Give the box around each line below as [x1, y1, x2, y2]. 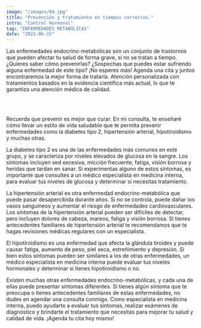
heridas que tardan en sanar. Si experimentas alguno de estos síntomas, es [6, 165, 191, 173]
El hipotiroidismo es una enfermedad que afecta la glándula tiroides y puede [6, 239, 194, 246]
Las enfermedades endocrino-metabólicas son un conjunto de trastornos [6, 47, 187, 55]
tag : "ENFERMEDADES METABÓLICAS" [6, 25, 90, 32]
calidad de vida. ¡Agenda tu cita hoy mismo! [6, 315, 114, 322]
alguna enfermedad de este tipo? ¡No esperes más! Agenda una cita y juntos [6, 67, 195, 74]
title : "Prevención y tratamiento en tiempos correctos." [6, 14, 154, 20]
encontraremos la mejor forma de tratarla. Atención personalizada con [6, 73, 179, 80]
